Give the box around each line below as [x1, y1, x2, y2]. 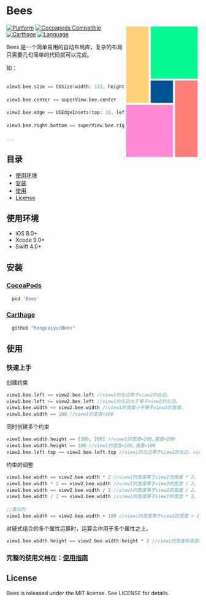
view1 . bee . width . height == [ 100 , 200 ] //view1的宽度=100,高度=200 [6, 436, 175, 443]
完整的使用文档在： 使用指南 [6, 553, 88, 562]
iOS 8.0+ [15, 230, 38, 237]
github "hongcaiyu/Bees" [12, 325, 75, 331]
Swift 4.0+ [15, 243, 42, 250]
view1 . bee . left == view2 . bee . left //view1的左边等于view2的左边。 [6, 392, 172, 398]
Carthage [6, 310, 36, 319]
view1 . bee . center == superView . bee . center [6, 97, 116, 103]
